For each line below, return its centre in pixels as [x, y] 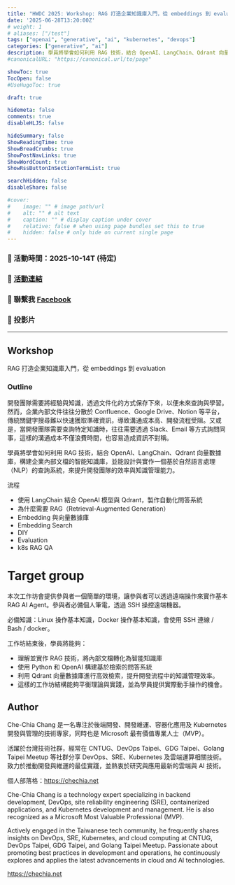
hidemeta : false [31, 110]
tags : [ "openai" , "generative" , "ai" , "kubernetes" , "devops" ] [101, 40]
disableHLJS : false [36, 123]
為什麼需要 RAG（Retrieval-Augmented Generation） [93, 509]
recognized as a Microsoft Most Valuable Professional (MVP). [95, 817]
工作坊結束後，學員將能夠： [47, 644]
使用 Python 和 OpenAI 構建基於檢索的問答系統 [85, 667]
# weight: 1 [24, 27]
